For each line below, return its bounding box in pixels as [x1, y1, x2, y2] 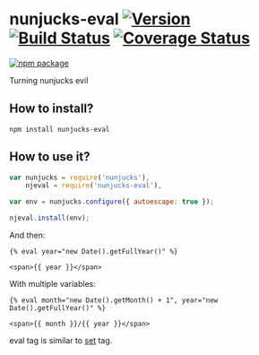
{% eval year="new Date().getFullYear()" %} [9, 247, 178, 256]
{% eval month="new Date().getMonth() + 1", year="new [9, 296, 219, 305]
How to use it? [9, 149, 91, 165]
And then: [9, 229, 46, 241]
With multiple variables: [9, 279, 97, 290]
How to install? [9, 101, 94, 117]
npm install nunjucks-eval [9, 125, 110, 134]
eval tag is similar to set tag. [9, 335, 113, 346]
